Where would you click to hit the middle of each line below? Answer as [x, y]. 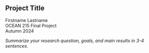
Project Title [25, 8]
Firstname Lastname [27, 20]
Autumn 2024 [20, 31]
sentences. [17, 46]
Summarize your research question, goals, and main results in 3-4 [75, 40]
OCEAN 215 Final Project [31, 25]
